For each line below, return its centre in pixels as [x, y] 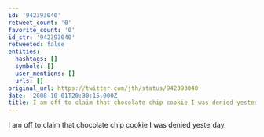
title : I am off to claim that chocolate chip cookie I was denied [121, 103]
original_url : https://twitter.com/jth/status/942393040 [103, 88]
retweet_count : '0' [40, 23]
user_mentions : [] [46, 74]
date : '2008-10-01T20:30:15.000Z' [65, 96]
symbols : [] [35, 67]
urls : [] [29, 81]
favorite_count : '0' [42, 30]
